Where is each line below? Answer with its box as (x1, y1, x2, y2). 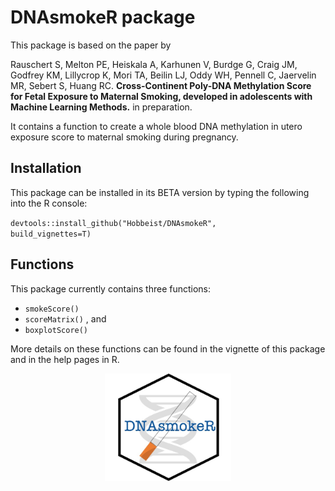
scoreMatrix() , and (24, 312, 107, 325)
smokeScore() (24, 304, 80, 314)
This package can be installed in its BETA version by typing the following (10, 186, 310, 198)
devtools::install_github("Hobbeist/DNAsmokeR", (10, 218, 217, 228)
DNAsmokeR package (10, 6, 196, 29)
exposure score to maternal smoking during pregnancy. (10, 131, 239, 143)
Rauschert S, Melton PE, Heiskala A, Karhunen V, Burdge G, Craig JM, (10, 58, 298, 70)
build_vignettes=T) (10, 229, 92, 239)
